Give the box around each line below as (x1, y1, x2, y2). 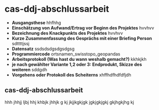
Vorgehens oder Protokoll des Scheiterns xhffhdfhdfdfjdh (11, 72, 131, 78)
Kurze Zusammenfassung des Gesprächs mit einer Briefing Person (11, 35, 152, 41)
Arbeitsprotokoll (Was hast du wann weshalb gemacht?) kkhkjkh (11, 56, 147, 62)
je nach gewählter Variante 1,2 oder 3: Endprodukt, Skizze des (11, 61, 142, 67)
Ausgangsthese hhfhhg (11, 20, 61, 26)
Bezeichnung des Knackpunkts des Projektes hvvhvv (11, 30, 123, 36)
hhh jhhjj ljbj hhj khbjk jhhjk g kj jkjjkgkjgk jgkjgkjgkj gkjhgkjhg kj (4, 99, 134, 105)
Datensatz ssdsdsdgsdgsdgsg (11, 46, 75, 52)
